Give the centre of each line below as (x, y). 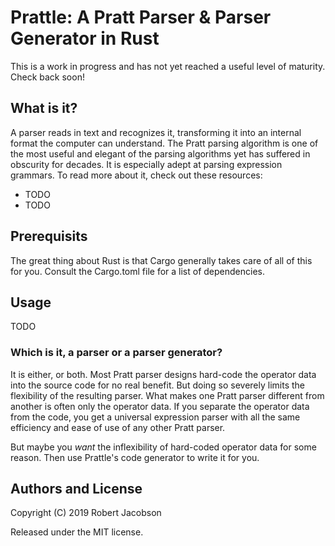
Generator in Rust (85, 38)
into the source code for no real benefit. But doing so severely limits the (158, 385)
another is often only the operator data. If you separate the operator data (160, 406)
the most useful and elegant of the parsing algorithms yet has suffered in (160, 153)
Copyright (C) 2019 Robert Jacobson (86, 513)
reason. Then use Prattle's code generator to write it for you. (135, 457)
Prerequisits (49, 236)
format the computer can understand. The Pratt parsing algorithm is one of (164, 143)
